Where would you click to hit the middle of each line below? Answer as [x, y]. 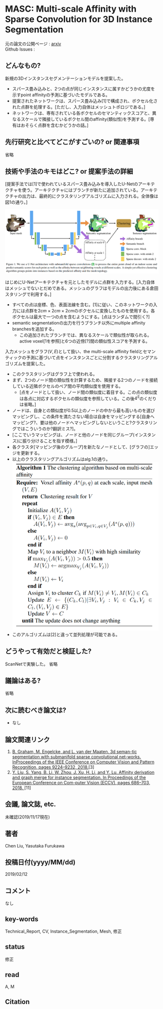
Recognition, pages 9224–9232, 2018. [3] [53, 767]
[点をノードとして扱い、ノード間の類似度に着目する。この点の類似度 [88, 392]
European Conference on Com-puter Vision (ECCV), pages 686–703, [81, 782]
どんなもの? [23, 66]
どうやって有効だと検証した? [48, 651]
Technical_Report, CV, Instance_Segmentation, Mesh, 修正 [63, 931]
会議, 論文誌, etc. [31, 804]
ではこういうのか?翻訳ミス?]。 [47, 429]
